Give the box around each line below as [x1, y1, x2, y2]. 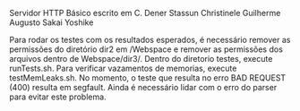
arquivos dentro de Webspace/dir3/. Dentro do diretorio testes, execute [9, 54, 273, 64]
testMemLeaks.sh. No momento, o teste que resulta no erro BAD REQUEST [9, 73, 287, 83]
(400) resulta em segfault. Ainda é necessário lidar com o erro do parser [9, 82, 278, 92]
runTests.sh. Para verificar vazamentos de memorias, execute [9, 63, 237, 73]
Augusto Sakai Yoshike [9, 17, 94, 28]
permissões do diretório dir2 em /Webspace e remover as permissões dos [9, 44, 284, 55]
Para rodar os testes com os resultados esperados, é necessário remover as [9, 35, 291, 45]
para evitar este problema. [9, 91, 107, 102]
